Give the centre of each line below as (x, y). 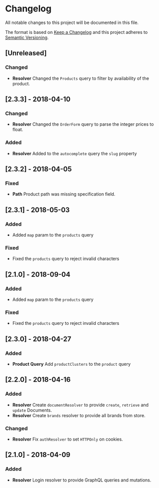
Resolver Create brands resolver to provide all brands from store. (79, 415)
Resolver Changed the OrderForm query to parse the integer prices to (83, 124)
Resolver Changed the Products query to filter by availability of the (80, 78)
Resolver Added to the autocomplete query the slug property (75, 153)
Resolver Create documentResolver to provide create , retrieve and (80, 405)
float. (18, 130)
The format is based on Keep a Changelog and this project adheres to (77, 32)
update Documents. (32, 410)
